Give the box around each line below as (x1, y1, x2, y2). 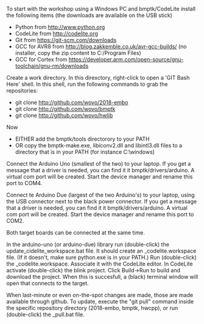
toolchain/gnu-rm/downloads (15, 62, 89, 69)
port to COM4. (6, 180, 43, 186)
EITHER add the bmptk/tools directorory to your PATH (15, 135, 150, 143)
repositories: (6, 87, 38, 94)
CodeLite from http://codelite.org (15, 30, 99, 37)
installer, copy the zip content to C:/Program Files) (15, 49, 141, 57)
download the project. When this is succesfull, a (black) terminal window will (6, 273, 199, 280)
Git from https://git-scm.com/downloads (15, 37, 117, 43)
